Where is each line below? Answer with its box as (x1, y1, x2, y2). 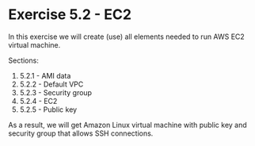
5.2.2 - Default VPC (19, 79, 84, 89)
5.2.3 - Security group (19, 87, 93, 97)
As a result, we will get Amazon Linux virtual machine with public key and (8, 120, 247, 129)
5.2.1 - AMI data (19, 71, 71, 80)
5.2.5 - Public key (19, 105, 78, 114)
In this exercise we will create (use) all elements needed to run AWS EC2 (8, 32, 245, 41)
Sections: (8, 56, 40, 65)
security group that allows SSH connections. (8, 129, 154, 138)
